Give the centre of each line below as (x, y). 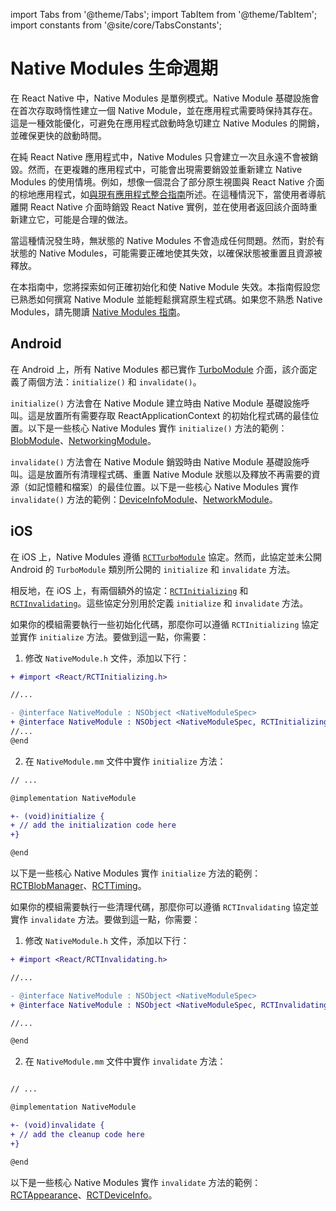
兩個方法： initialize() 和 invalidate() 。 (114, 381)
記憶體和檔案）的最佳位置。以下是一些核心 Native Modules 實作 (167, 486)
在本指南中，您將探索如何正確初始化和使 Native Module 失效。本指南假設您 (165, 286)
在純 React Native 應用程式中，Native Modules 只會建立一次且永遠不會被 (160, 156)
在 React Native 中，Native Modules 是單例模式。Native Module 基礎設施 (160, 98)
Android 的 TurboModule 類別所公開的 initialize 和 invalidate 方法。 (153, 569)
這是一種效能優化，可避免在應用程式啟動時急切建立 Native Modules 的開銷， (167, 123)
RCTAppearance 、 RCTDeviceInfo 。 (84, 1195)
